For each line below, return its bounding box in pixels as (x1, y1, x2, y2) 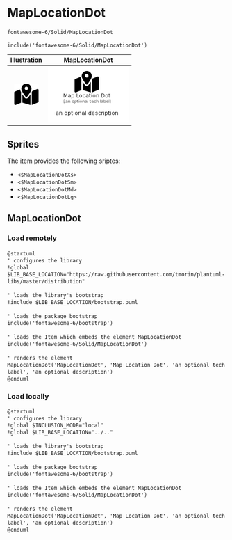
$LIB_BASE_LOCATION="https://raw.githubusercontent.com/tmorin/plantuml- (7, 271, 226, 278)
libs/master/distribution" (7, 278, 85, 285)
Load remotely (7, 233, 58, 243)
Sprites (7, 138, 40, 150)
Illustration (10, 56, 43, 64)
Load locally (7, 391, 49, 401)
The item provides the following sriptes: (7, 157, 121, 165)
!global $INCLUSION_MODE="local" (7, 422, 104, 429)
